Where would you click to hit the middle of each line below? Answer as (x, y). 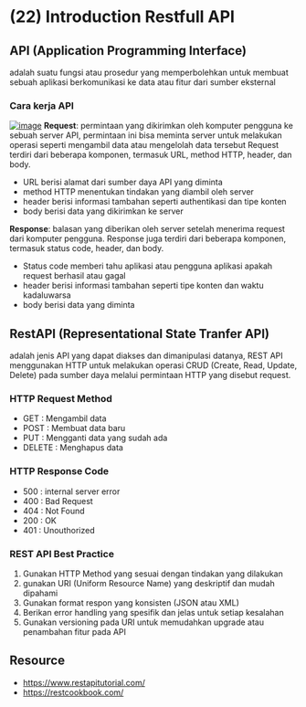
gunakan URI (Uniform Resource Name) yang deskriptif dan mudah (149, 583)
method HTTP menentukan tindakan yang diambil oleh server (138, 192)
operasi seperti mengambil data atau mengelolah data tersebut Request (144, 145)
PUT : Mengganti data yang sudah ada (95, 438)
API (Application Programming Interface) (128, 51)
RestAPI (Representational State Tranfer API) (140, 334)
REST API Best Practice (62, 554)
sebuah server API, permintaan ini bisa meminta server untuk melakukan (146, 135)
